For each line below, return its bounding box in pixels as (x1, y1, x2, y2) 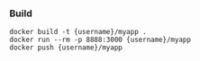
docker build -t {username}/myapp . (9, 28, 147, 37)
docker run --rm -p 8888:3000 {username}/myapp (9, 35, 192, 45)
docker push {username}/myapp (9, 43, 123, 52)
